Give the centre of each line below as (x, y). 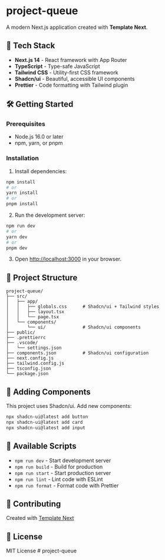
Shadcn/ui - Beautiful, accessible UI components (75, 78)
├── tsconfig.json (29, 369)
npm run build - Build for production (59, 466)
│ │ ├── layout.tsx (35, 312)
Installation (23, 159)
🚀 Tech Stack (31, 46)
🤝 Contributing (34, 504)
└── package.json (27, 374)
